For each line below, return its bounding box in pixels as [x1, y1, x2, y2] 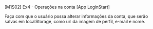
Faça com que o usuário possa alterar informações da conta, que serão [4, 14, 148, 19]
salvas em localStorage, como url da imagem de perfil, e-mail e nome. [4, 19, 146, 24]
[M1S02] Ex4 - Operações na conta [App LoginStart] [4, 4, 110, 10]
